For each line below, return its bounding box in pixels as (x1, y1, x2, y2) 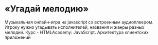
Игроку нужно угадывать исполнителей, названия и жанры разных (4, 24, 144, 30)
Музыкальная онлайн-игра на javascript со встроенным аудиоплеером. (4, 19, 154, 25)
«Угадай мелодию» (4, 3, 89, 14)
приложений (4, 34, 31, 40)
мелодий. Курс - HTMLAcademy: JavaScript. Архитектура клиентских (4, 29, 149, 35)
